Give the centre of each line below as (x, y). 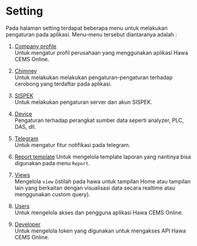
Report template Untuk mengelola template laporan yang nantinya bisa (103, 157)
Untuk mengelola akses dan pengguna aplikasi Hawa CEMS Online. (99, 212)
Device (23, 114)
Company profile (36, 46)
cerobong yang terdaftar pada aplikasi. (63, 84)
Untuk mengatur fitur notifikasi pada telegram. (72, 145)
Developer (27, 224)
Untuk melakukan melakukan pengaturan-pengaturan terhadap (93, 77)
